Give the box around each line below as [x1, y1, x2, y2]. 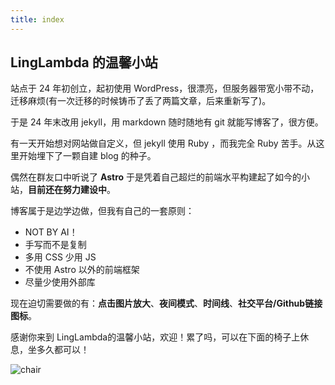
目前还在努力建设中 [28, 184, 107, 196]
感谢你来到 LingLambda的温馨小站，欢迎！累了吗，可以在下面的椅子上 [10, 331, 301, 343]
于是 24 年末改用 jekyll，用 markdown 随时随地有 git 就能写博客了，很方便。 [10, 116, 324, 128]
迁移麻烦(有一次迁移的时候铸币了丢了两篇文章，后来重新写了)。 [10, 95, 272, 107]
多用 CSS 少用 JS [24, 251, 97, 263]
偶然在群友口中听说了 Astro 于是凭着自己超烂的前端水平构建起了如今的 [10, 171, 302, 183]
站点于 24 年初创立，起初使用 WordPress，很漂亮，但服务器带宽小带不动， [10, 82, 320, 95]
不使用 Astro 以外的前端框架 [24, 264, 140, 276]
